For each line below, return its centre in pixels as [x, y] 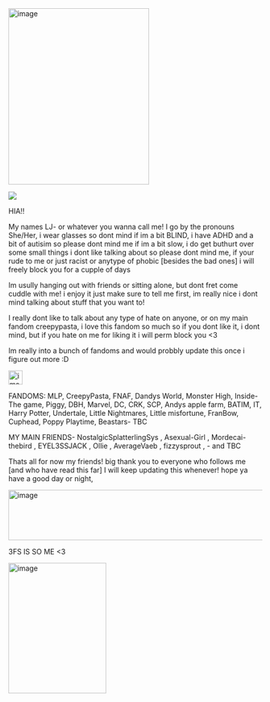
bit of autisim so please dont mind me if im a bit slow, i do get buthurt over [131, 244]
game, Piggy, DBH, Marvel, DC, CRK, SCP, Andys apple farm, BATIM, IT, [142, 405]
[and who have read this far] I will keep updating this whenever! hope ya [128, 470]
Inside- [247, 396]
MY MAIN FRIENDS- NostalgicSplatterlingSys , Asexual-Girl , [109, 437]
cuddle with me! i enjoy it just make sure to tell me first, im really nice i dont [133, 294]
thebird [20, 446]
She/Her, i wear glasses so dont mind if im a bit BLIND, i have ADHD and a [131, 235]
